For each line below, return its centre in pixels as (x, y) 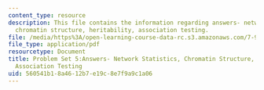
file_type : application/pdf (54, 45)
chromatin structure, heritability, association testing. (112, 30)
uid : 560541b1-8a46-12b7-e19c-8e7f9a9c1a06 (81, 74)
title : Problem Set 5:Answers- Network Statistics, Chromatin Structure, (132, 59)
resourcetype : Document (47, 52)
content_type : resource (47, 15)
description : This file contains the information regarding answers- (125, 23)
